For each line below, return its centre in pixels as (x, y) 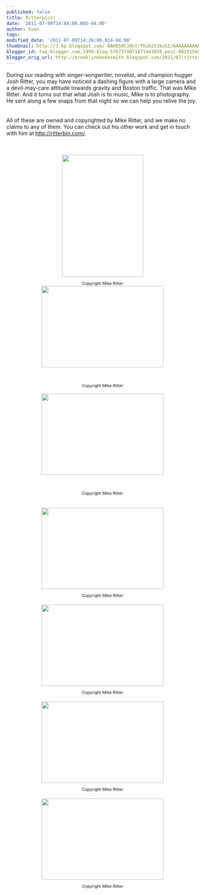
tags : (13, 35)
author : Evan (23, 29)
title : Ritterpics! (31, 18)
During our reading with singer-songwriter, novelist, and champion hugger (99, 74)
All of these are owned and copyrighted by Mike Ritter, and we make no (96, 120)
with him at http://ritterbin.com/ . (46, 133)
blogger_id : (21, 52)
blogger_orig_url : (30, 57)
